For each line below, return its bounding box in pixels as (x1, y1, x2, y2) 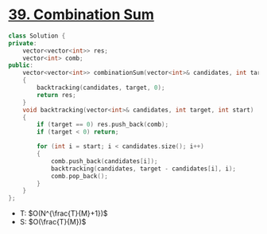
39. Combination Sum (8, 6, 155, 24)
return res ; (37, 91, 77, 99)
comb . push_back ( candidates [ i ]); (50, 157, 158, 165)
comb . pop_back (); (50, 172, 109, 180)
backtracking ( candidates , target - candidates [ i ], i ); (50, 165, 237, 173)
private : (8, 39, 37, 47)
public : (8, 61, 34, 69)
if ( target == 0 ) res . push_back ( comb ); (37, 121, 169, 129)
